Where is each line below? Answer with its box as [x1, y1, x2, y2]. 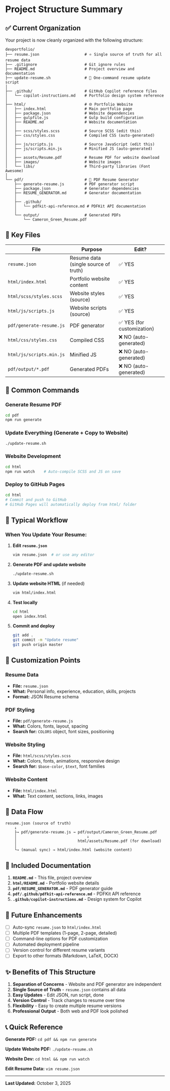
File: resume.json [12, 683, 49, 689]
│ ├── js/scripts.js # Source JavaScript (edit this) [5, 142, 155, 147]
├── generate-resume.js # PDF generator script [14, 182, 135, 187]
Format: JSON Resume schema [12, 693, 79, 699]
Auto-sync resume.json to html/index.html [12, 925, 102, 931]
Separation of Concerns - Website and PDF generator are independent [12, 981, 162, 987]
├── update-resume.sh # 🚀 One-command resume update [5, 75, 151, 80]
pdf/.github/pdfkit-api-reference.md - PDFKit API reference [12, 891, 141, 897]
